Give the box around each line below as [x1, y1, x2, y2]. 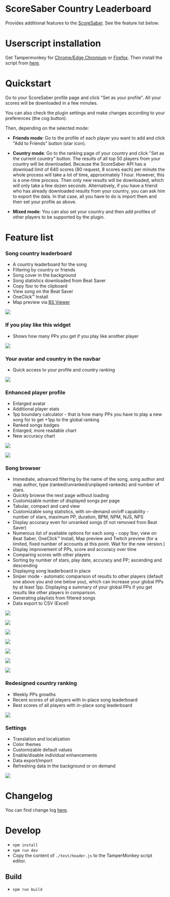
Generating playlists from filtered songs [12, 595, 95, 601]
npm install [12, 842, 38, 848]
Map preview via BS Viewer [12, 299, 70, 305]
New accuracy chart [12, 433, 55, 439]
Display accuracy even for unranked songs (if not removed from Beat [12, 519, 157, 525]
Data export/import [12, 758, 53, 764]
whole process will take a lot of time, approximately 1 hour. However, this [12, 171, 165, 178]
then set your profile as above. [12, 199, 77, 205]
